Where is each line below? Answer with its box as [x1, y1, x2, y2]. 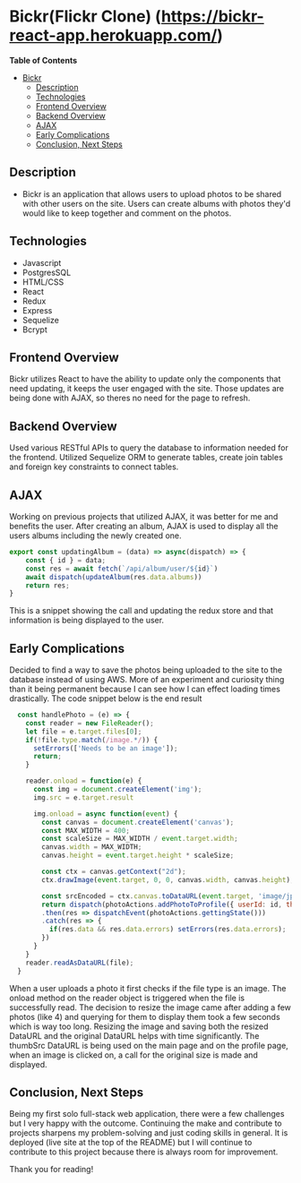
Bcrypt [21, 324, 47, 335]
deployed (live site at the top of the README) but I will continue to [9, 1137, 253, 1148]
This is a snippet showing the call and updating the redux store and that [9, 605, 274, 616]
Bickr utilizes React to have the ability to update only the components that [9, 373, 281, 384]
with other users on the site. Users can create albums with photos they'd [21, 198, 291, 209]
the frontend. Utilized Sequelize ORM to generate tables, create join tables [9, 452, 284, 463]
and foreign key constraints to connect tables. [9, 461, 179, 472]
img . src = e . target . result [32, 793, 134, 802]
